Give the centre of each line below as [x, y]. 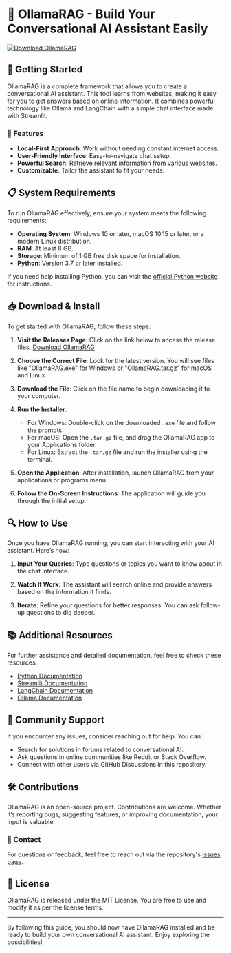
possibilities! [25, 942]
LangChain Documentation [55, 691]
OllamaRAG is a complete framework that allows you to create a [97, 86]
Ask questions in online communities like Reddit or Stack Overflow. [111, 757]
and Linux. [32, 375]
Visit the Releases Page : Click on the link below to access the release [116, 340]
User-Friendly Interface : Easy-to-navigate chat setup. [94, 156]
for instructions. [30, 284]
